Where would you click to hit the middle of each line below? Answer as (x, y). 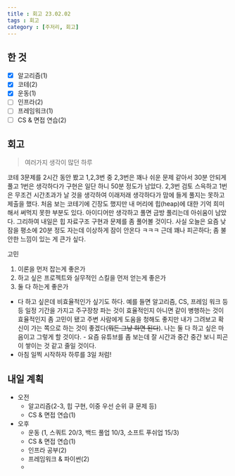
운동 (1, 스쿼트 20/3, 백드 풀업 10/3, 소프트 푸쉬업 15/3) (103, 433)
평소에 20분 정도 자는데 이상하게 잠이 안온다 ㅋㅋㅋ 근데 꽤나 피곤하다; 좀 (120, 231)
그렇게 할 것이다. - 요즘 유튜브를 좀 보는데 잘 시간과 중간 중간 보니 (126, 337)
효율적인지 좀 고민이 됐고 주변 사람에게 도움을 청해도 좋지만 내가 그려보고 (117, 319)
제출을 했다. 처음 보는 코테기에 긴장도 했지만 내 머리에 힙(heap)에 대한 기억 (110, 204)
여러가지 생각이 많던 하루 (58, 162)
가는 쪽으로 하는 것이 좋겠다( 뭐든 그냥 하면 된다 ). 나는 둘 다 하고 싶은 (123, 328)
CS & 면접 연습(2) (42, 120)
